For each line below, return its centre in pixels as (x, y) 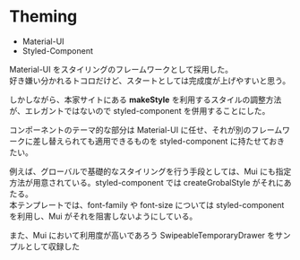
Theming (43, 17)
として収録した (52, 246)
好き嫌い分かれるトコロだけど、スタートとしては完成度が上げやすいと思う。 (150, 80)
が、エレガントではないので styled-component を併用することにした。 (140, 110)
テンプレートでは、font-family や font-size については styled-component (150, 204)
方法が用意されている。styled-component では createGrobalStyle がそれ (143, 182)
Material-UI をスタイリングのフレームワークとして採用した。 (121, 69)
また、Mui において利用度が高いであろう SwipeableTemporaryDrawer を (142, 235)
